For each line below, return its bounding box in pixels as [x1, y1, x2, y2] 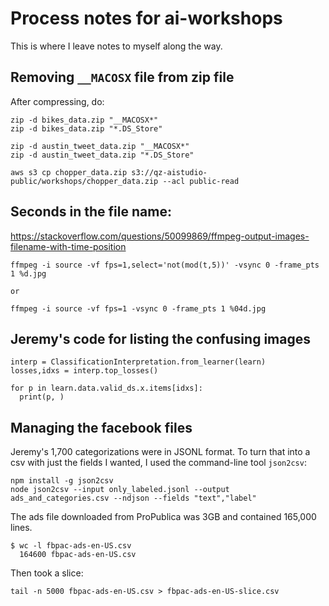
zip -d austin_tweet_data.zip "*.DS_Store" [10, 150, 195, 160]
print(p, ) [19, 392, 65, 402]
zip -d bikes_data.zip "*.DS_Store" [10, 123, 163, 134]
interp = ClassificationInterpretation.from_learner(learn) [10, 357, 267, 367]
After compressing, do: [10, 95, 105, 107]
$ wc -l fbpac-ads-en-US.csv [10, 541, 132, 551]
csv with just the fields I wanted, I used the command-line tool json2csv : [10, 457, 307, 469]
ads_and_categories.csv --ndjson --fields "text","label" [10, 493, 257, 504]
